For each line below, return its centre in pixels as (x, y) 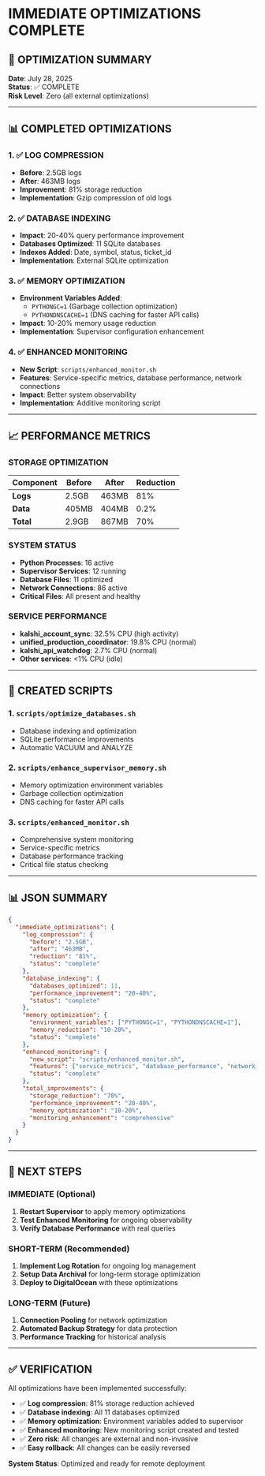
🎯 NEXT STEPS (45, 1172)
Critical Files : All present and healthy (80, 596)
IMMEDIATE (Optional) (52, 1194)
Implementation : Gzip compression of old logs (95, 197)
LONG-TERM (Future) (50, 1302)
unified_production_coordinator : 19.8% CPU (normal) (108, 642)
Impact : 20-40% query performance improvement (102, 235)
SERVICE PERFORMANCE (58, 616)
